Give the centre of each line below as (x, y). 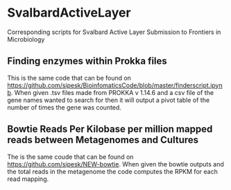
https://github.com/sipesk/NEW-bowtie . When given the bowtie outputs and (115, 164)
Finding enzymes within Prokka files (87, 61)
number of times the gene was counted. (64, 107)
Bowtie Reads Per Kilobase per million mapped (110, 129)
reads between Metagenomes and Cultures (103, 140)
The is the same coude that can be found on (70, 157)
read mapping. (28, 179)
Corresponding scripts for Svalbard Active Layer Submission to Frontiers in (114, 32)
